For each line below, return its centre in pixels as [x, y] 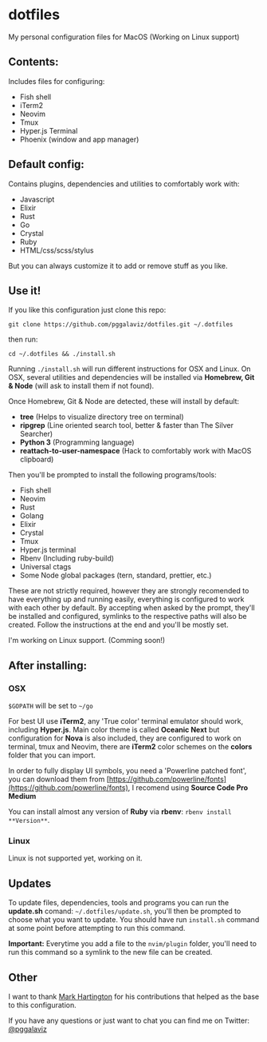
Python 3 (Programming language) [77, 442]
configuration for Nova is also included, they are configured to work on [125, 738]
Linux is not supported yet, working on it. [76, 858]
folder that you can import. [52, 755]
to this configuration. [43, 1004]
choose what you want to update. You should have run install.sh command [134, 920]
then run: [23, 339]
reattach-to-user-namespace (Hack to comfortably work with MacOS [135, 451]
